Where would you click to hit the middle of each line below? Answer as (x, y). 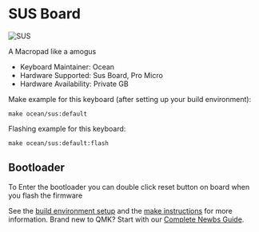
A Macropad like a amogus (52, 51)
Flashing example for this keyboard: (67, 128)
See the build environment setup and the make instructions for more (121, 210)
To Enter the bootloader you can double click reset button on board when (129, 187)
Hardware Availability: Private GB (74, 84)
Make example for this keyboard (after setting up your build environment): (130, 99)
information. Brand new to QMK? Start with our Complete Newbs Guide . (126, 219)
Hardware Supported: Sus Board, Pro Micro (92, 75)
